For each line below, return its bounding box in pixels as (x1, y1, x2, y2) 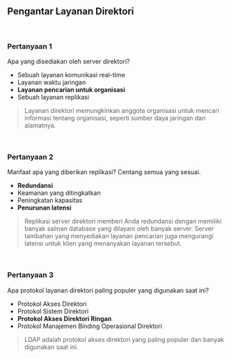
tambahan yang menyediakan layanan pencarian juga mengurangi (24, 232, 214, 240)
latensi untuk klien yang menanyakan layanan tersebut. (24, 240, 182, 248)
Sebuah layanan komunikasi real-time (17, 71, 125, 79)
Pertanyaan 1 (7, 41, 52, 51)
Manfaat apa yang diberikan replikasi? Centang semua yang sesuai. (7, 168, 201, 176)
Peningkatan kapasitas (17, 196, 83, 205)
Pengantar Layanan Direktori (7, 6, 134, 17)
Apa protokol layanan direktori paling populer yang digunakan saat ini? (7, 286, 209, 295)
